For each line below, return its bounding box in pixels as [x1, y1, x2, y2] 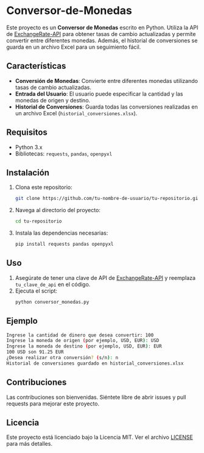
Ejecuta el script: [15, 287, 58, 294]
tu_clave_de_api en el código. [15, 280, 91, 288]
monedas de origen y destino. [15, 96, 91, 104]
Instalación [6, 167, 50, 177]
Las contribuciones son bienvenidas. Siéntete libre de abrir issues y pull [6, 393, 186, 401]
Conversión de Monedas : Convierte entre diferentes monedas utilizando [15, 77, 198, 84]
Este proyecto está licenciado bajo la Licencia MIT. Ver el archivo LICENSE [6, 433, 193, 441]
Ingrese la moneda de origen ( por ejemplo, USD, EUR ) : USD [6, 338, 160, 344]
